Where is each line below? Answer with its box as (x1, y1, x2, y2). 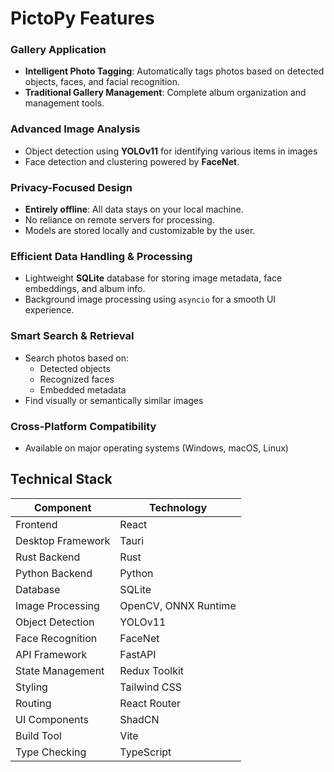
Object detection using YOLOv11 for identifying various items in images (24, 145, 318, 157)
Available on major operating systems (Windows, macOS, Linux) (24, 442, 289, 454)
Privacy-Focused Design (10, 180, 133, 194)
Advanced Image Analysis (10, 122, 141, 136)
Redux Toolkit (119, 663, 185, 677)
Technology (149, 500, 208, 514)
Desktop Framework (15, 533, 111, 547)
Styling (15, 680, 48, 694)
